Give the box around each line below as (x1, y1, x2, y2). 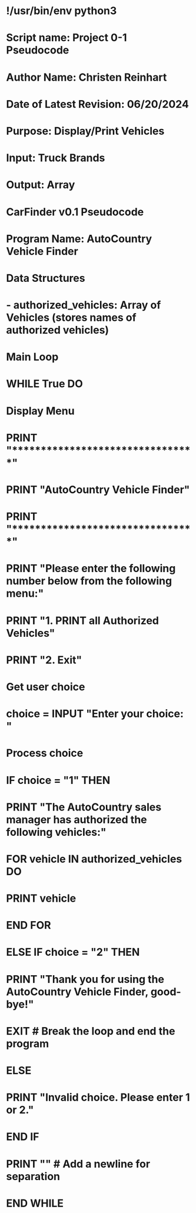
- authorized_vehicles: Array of (6, 298, 161, 312)
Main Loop (6, 350, 59, 364)
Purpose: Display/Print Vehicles (6, 124, 165, 138)
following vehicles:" (6, 825, 107, 839)
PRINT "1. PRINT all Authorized (6, 614, 159, 627)
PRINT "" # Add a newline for (6, 1157, 151, 1171)
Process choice (6, 746, 84, 760)
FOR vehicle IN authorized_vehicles (6, 852, 182, 866)
